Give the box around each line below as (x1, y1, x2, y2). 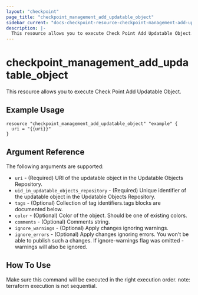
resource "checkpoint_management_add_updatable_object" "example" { (6, 120, 178, 127)
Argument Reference (6, 147, 85, 157)
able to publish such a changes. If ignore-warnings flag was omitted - (14, 237, 184, 244)
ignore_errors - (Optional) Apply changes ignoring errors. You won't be (14, 231, 189, 238)
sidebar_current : (6, 19, 49, 25)
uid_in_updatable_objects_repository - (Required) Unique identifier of (14, 186, 187, 194)
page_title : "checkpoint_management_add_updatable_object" (6, 14, 154, 20)
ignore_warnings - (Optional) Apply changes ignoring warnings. (14, 224, 169, 231)
